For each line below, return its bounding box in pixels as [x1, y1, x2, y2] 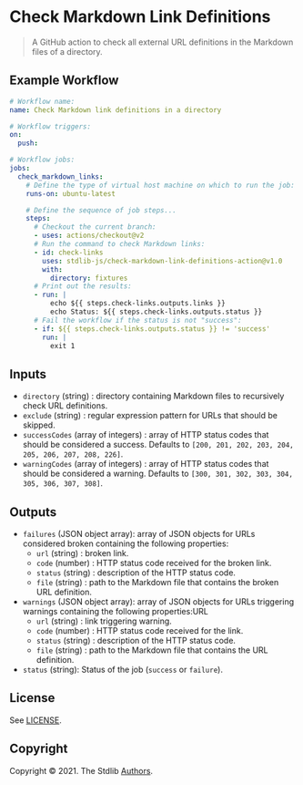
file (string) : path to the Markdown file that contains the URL [35, 645, 268, 656]
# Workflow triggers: [9, 121, 92, 131]
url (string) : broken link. [35, 548, 129, 558]
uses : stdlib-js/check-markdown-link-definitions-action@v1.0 [42, 256, 283, 265]
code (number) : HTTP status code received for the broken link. [35, 558, 272, 568]
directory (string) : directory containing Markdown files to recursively [22, 390, 285, 402]
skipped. [22, 419, 56, 430]
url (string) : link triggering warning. [35, 615, 173, 626]
